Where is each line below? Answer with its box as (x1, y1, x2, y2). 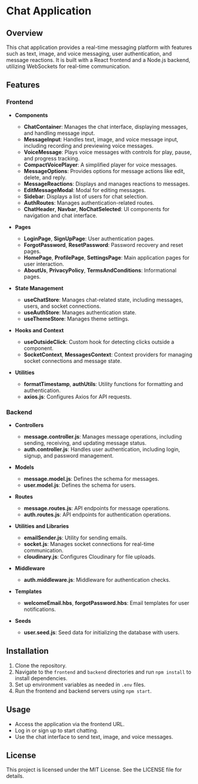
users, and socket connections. (23, 303, 101, 310)
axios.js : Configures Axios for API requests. (23, 393, 132, 400)
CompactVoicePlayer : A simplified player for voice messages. (23, 161, 178, 168)
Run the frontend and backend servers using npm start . (14, 687, 152, 695)
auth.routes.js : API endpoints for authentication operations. (23, 511, 171, 518)
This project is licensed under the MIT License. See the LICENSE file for (6, 766, 182, 773)
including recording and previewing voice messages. (23, 142, 154, 149)
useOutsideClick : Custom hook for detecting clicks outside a (23, 338, 175, 345)
